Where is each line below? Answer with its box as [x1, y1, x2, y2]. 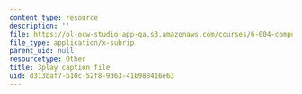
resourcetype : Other [9, 55, 87, 64]
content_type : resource [9, 13, 99, 22]
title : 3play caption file [9, 64, 111, 73]
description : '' [9, 21, 70, 30]
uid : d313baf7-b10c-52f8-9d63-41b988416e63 [9, 72, 175, 81]
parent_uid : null [9, 47, 75, 56]
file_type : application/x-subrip [9, 38, 135, 47]
